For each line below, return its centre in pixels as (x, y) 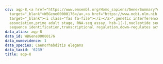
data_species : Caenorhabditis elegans (44, 45)
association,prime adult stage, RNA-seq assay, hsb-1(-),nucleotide (80, 23)
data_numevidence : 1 (26, 41)
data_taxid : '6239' (25, 50)
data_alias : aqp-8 (24, 32)
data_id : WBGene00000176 (30, 37)
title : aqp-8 (18, 54)
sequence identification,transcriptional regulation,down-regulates (80, 27)
